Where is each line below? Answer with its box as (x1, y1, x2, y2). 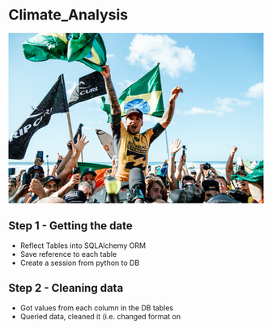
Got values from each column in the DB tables (19, 302, 174, 313)
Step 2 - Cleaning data (8, 281, 124, 295)
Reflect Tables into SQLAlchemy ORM (19, 241, 147, 250)
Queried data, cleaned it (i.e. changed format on (19, 311, 181, 321)
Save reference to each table (19, 249, 117, 258)
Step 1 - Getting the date (8, 219, 133, 233)
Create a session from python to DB (19, 258, 140, 267)
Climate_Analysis (8, 6, 128, 24)
